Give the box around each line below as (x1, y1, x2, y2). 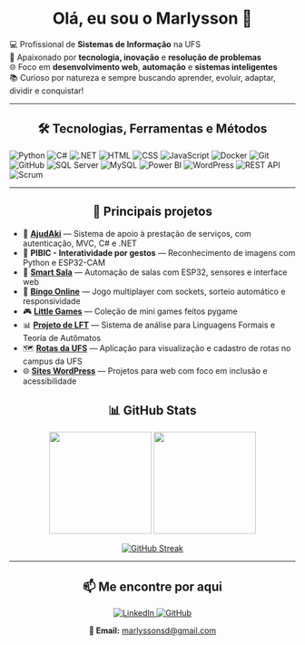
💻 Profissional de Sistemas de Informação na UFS (9, 38, 202, 49)
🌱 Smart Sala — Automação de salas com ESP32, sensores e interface (22, 267, 288, 278)
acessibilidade (22, 376, 77, 386)
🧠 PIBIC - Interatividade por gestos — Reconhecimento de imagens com (22, 247, 296, 258)
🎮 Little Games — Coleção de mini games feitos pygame (22, 306, 238, 317)
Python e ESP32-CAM (22, 257, 106, 268)
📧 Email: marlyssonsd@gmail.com (88, 625, 217, 636)
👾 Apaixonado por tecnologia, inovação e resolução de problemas (9, 52, 261, 63)
